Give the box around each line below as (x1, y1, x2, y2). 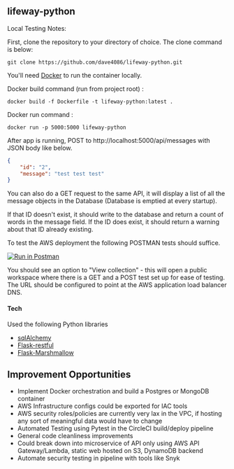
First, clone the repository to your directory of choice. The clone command (7, 38, 222, 46)
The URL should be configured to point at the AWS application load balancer (7, 281, 227, 289)
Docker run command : (7, 110, 73, 118)
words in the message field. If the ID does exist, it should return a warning (7, 218, 220, 226)
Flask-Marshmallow (17, 348, 75, 356)
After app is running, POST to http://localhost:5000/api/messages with (7, 136, 211, 144)
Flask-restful (17, 341, 54, 349)
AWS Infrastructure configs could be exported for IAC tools (17, 402, 188, 410)
